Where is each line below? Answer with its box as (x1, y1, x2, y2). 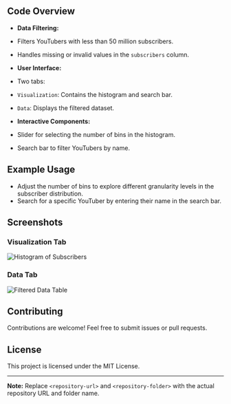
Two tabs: (16, 77, 45, 85)
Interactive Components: (16, 117, 91, 125)
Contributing (7, 306, 63, 317)
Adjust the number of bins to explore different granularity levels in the (16, 182, 214, 190)
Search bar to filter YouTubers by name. (16, 144, 131, 152)
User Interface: (16, 63, 62, 72)
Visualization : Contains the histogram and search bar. (16, 90, 173, 98)
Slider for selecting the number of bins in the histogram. (16, 130, 176, 138)
